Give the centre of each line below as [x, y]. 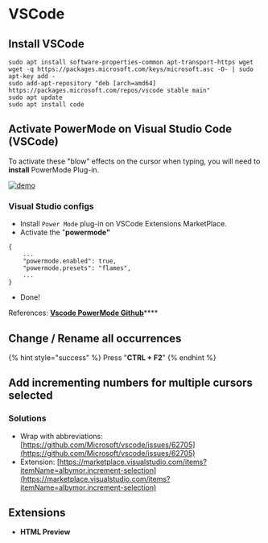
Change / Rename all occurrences [95, 338]
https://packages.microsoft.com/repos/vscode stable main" [109, 90]
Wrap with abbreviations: [61, 436]
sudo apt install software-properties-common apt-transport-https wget [131, 62]
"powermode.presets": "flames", [77, 268]
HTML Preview [45, 532]
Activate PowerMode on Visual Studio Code [120, 129]
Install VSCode [46, 44]
